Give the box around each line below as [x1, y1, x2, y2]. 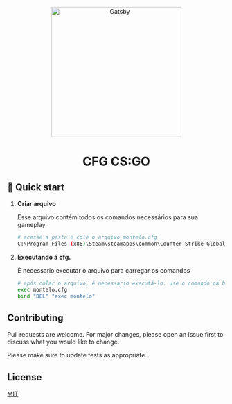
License [7, 371, 42, 383]
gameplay [17, 221, 46, 228]
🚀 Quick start [7, 181, 64, 193]
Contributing [7, 312, 64, 323]
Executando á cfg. [17, 253, 71, 261]
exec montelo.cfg [17, 286, 68, 293]
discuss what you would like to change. [7, 337, 120, 346]
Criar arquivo [17, 200, 57, 208]
